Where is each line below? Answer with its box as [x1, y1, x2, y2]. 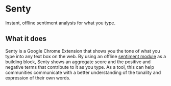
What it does [5, 34, 47, 43]
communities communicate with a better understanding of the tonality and [5, 69, 161, 75]
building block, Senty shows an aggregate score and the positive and [5, 59, 151, 65]
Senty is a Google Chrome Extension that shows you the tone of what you [5, 48, 160, 54]
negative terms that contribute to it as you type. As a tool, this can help [5, 64, 154, 70]
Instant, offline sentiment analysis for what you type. [5, 20, 116, 26]
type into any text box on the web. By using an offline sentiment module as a [5, 53, 166, 59]
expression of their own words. [5, 74, 70, 81]
